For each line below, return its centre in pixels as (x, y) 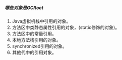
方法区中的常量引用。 (34, 33)
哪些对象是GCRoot (24, 7)
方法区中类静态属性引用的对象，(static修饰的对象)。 (66, 27)
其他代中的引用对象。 (34, 52)
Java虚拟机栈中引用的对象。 (41, 21)
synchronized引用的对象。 (39, 46)
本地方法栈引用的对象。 (36, 39)
